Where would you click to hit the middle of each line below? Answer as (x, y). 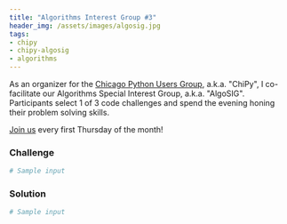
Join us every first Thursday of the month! (86, 129)
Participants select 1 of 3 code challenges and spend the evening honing (142, 103)
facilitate (25, 93)
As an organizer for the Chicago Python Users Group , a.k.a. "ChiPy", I (136, 84)
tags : (19, 34)
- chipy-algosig (39, 51)
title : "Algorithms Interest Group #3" (83, 17)
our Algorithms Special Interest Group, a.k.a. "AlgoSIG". (144, 93)
